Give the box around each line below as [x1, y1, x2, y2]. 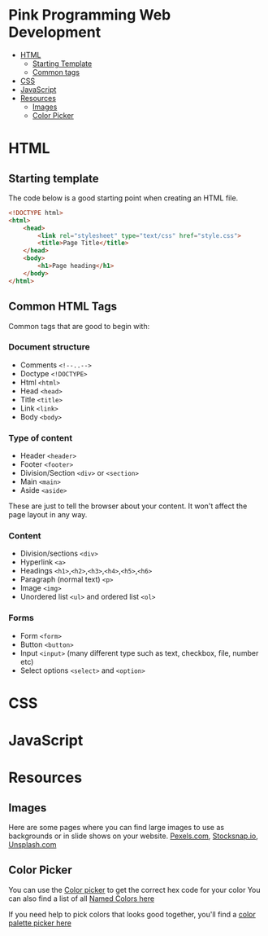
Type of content [8, 432, 73, 443]
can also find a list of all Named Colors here [8, 894, 155, 903]
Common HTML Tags [8, 300, 118, 314]
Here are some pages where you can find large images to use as [8, 823, 225, 833]
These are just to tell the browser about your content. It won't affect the [8, 501, 248, 511]
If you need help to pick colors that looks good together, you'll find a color [8, 909, 256, 919]
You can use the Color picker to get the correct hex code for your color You [8, 885, 262, 894]
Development [8, 23, 102, 42]
